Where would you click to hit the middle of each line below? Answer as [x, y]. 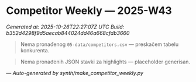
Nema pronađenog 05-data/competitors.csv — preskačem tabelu [99, 44]
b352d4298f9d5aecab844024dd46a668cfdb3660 [68, 33]
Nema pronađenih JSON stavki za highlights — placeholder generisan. [105, 62]
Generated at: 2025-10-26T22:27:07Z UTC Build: [65, 27]
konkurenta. [35, 50]
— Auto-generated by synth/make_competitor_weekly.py [75, 73]
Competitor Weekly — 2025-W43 [89, 11]
